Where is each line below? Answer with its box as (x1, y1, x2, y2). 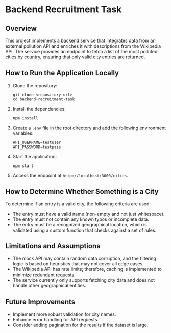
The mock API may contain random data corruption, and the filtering (12, 255, 157, 262)
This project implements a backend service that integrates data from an (5, 37, 156, 44)
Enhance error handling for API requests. (12, 317, 99, 323)
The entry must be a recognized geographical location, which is (12, 221, 147, 227)
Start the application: (12, 153, 57, 159)
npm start (12, 163, 34, 169)
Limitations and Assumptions (5, 242, 101, 251)
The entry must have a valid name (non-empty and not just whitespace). (12, 211, 165, 217)
